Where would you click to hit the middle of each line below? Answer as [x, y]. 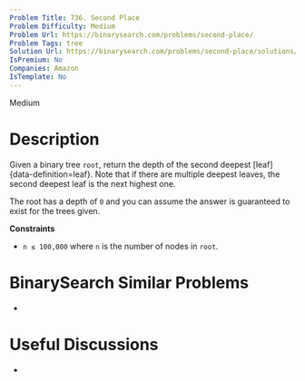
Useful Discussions [84, 344]
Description [54, 139]
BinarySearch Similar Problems [129, 283]
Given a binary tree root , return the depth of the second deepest [130, 164]
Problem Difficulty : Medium [63, 26]
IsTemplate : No [38, 77]
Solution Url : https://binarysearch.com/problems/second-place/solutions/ [154, 52]
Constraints [32, 229]
